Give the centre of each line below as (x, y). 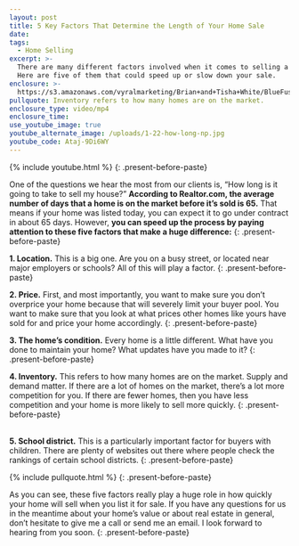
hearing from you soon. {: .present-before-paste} (99, 532)
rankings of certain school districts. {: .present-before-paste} (121, 460)
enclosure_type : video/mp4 (59, 109)
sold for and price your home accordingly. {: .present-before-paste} (133, 322)
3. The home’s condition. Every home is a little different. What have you (141, 340)
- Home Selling (45, 51)
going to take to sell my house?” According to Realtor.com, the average (142, 193)
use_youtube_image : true (55, 126)
